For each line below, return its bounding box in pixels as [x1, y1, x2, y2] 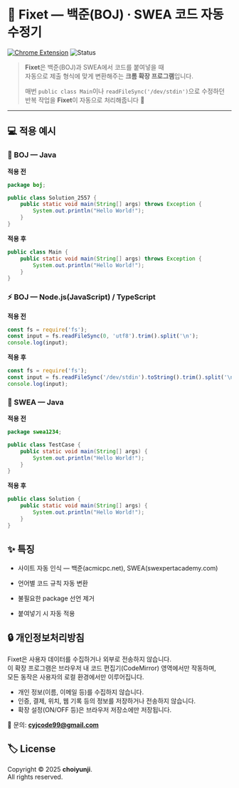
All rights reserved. [7, 772, 63, 782]
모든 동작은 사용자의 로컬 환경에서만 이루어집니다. [7, 673, 144, 681]
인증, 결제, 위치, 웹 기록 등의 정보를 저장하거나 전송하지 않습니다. [17, 697, 196, 706]
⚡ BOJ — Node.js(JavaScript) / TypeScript [7, 292, 156, 302]
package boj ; [7, 181, 46, 188]
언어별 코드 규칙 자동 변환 [17, 578, 89, 587]
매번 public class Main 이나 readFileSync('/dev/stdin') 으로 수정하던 [24, 87, 225, 95]
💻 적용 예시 [7, 125, 56, 137]
